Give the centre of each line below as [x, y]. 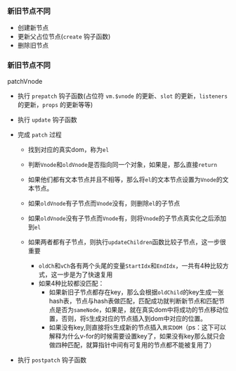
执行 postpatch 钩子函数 [52, 360]
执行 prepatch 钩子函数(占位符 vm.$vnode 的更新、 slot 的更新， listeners [123, 96]
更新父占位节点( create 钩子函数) [64, 37]
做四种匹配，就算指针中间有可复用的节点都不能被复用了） [132, 345]
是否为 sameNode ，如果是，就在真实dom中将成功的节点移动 [139, 309]
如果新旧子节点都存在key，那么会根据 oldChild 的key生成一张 [136, 292]
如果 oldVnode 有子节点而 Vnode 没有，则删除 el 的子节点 [104, 203]
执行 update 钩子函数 [47, 119]
